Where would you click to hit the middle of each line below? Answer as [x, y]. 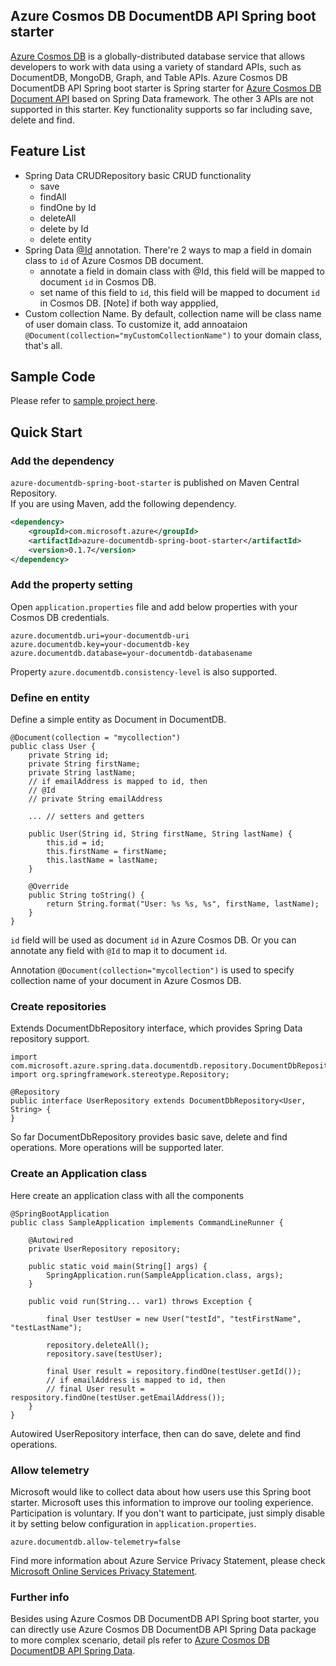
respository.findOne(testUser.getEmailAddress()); [118, 1397]
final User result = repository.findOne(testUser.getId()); [174, 1371]
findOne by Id [68, 207]
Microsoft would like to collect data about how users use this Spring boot [161, 1491]
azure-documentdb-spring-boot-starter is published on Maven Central [155, 483]
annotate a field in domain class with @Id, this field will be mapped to [182, 271]
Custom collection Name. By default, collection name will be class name [173, 313]
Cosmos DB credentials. [60, 617]
